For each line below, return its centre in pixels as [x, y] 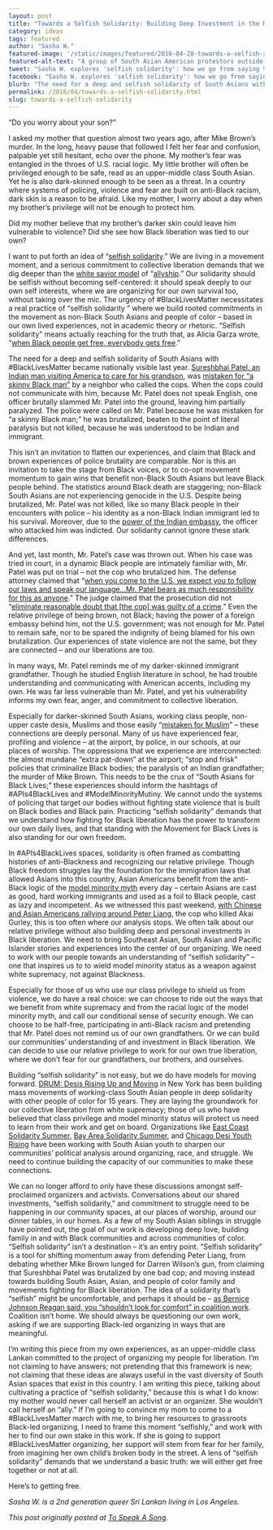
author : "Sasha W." [41, 46]
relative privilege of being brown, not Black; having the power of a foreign [132, 615]
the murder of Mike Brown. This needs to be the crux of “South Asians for [132, 777]
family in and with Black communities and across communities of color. [127, 1238]
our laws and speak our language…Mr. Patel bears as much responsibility [131, 589]
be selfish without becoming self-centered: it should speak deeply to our [130, 283]
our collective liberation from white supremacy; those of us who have [124, 1110]
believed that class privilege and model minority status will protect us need [134, 1119]
